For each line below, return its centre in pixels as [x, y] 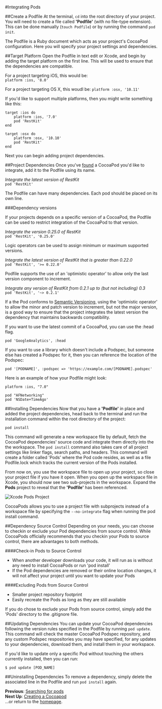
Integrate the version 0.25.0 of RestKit [43, 232]
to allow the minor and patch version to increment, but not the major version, [81, 307]
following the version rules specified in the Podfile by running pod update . [78, 629]
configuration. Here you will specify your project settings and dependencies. [81, 46]
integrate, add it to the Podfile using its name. [50, 170]
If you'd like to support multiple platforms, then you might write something [79, 99]
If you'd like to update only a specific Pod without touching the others [74, 654]
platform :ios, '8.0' [27, 80]
